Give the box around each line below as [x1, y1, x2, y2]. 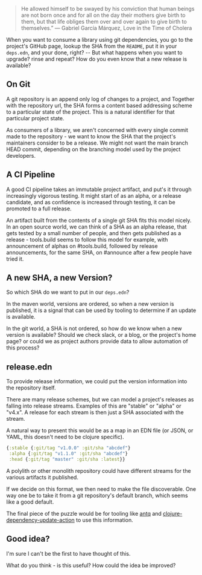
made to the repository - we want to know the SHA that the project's [6, 132, 176, 140]
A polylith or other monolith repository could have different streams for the [6, 467, 191, 474]
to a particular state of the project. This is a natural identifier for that [6, 108, 175, 115]
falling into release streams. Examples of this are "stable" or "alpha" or [6, 402, 181, 410]
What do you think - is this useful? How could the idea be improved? [6, 562, 176, 569]
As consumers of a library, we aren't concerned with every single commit [6, 126, 189, 134]
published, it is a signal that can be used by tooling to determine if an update [6, 307, 197, 314]
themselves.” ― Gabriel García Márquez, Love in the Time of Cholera [21, 24, 192, 31]
